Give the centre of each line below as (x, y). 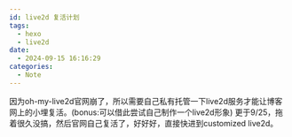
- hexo (29, 34)
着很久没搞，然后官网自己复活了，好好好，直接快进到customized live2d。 (144, 123)
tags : (19, 26)
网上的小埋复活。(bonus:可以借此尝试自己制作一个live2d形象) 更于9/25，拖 (146, 112)
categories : (31, 67)
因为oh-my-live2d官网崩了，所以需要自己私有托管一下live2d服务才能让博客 (146, 101)
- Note (29, 75)
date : (19, 50)
